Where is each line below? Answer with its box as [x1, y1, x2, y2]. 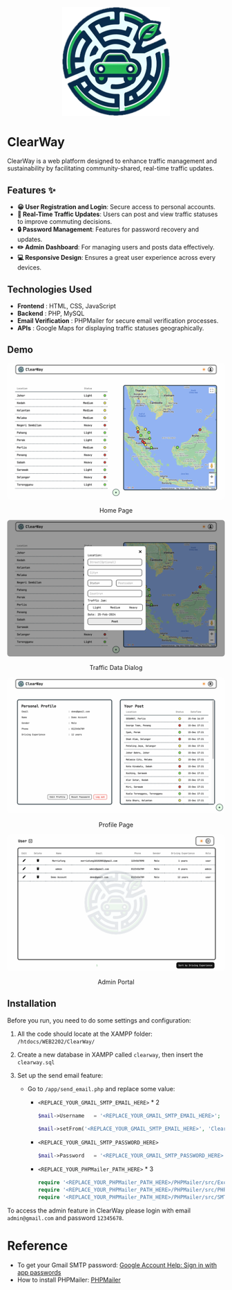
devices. [17, 263, 42, 272]
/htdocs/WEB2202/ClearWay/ [17, 1038, 95, 1045]
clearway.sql [17, 1059, 55, 1066]
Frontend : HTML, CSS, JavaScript [17, 301, 116, 310]
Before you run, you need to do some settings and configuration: [7, 1016, 191, 1025]
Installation [7, 998, 57, 1009]
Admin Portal [97, 978, 135, 986]
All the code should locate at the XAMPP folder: [17, 1030, 153, 1038]
